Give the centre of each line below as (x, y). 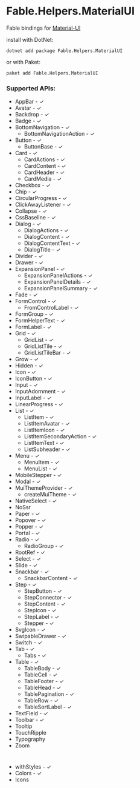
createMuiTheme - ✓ (50, 495)
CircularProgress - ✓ (41, 198)
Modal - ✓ (28, 482)
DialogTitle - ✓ (42, 250)
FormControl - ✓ (36, 301)
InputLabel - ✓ (33, 398)
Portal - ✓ (27, 533)
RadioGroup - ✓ (44, 546)
